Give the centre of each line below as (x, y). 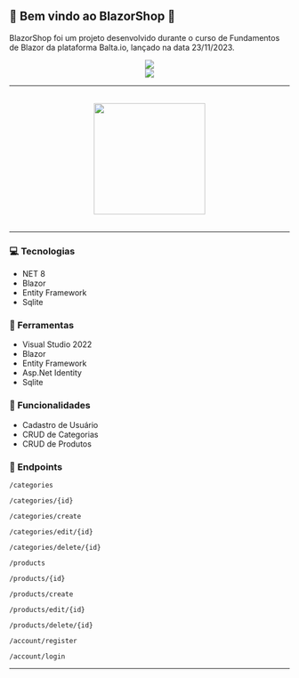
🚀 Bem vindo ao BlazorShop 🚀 (93, 16)
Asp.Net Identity (52, 373)
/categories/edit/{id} (51, 532)
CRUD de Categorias (60, 434)
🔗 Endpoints (36, 466)
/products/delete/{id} (51, 626)
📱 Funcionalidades (50, 406)
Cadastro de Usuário (60, 424)
